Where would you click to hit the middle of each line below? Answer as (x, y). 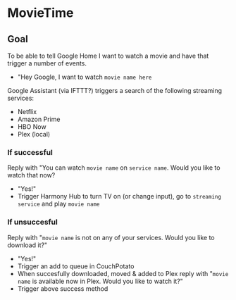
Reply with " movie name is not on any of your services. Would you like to (111, 237)
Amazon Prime (39, 119)
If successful (30, 152)
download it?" (27, 245)
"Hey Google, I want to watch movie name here (85, 77)
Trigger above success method (63, 288)
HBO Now (32, 127)
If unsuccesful (32, 222)
